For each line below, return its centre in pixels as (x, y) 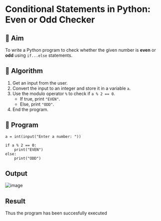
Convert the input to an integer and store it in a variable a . (72, 88)
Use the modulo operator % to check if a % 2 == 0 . (64, 94)
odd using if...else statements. (39, 55)
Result (15, 201)
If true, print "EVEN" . (40, 99)
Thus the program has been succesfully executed (56, 213)
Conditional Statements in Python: (78, 9)
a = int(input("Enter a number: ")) (43, 136)
